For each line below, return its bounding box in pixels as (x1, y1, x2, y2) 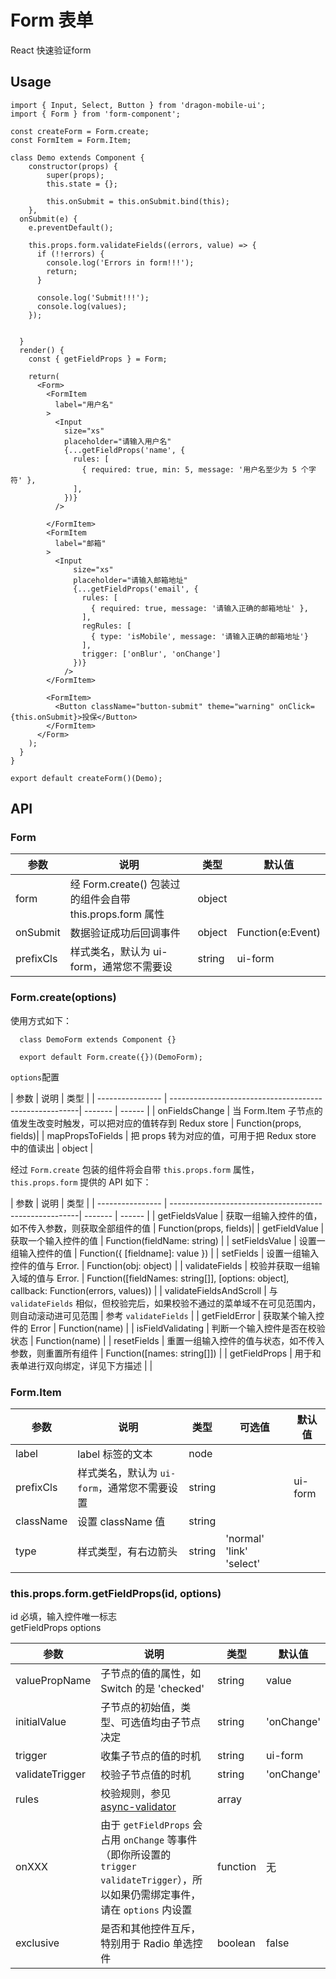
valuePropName (15, 1674, 92, 1688)
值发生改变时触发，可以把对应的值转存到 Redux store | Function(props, (10, 1117, 302, 1129)
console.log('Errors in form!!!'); (46, 257, 195, 268)
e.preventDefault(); (28, 222, 114, 233)
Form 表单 (10, 9, 94, 32)
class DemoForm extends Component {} (19, 1034, 177, 1045)
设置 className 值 (77, 1515, 166, 1529)
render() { (19, 345, 65, 355)
